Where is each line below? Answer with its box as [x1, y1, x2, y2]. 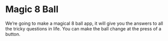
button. [5, 31, 20, 37]
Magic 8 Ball [5, 4, 59, 15]
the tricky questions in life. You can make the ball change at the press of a [5, 25, 161, 31]
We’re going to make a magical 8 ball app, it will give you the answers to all [5, 20, 163, 26]
